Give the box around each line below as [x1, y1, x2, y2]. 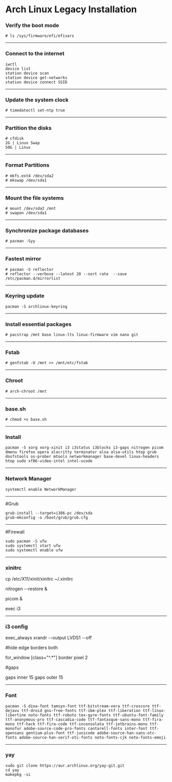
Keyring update [5, 293, 45, 300]
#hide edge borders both [5, 644, 58, 651]
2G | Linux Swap [5, 141, 40, 146]
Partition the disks [5, 124, 52, 131]
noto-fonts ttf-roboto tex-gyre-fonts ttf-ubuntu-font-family [28, 712, 164, 718]
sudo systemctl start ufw [5, 543, 60, 548]
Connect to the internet [5, 50, 65, 57]
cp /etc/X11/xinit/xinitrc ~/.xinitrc [5, 575, 73, 582]
